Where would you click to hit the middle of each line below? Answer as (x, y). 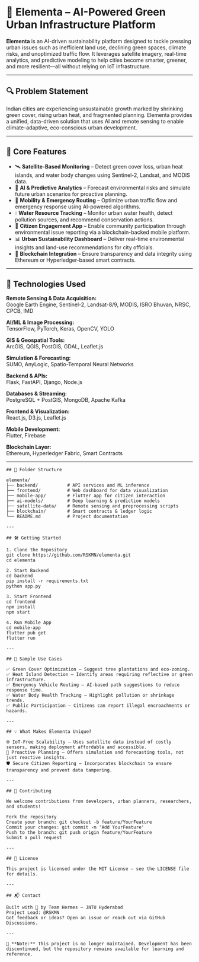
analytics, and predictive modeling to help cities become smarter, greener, (97, 60)
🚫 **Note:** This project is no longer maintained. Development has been (99, 944)
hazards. (17, 711)
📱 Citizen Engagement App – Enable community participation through (100, 226)
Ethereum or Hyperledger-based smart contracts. (75, 260)
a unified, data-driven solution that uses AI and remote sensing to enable (95, 121)
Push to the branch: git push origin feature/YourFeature (79, 833)
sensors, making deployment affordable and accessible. (76, 747)
